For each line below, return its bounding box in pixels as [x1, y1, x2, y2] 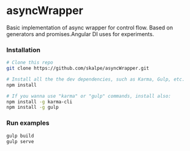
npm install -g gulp [6, 105, 59, 111]
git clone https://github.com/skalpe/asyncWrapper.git [6, 65, 150, 72]
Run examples [6, 119, 50, 127]
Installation [6, 45, 41, 54]
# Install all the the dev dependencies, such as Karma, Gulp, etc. [6, 76, 185, 83]
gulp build [6, 133, 34, 139]
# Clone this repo [6, 59, 53, 66]
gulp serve [6, 138, 34, 144]
